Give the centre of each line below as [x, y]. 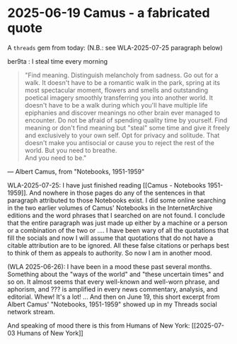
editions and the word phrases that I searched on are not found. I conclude [116, 215]
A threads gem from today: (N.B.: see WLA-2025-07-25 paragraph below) [115, 47]
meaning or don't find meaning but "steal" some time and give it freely [127, 127]
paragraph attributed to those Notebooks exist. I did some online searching [117, 200]
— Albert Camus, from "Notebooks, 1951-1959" [76, 171]
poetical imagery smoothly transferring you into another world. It [119, 98]
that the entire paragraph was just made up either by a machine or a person [117, 223]
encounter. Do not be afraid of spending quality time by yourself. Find [126, 120]
